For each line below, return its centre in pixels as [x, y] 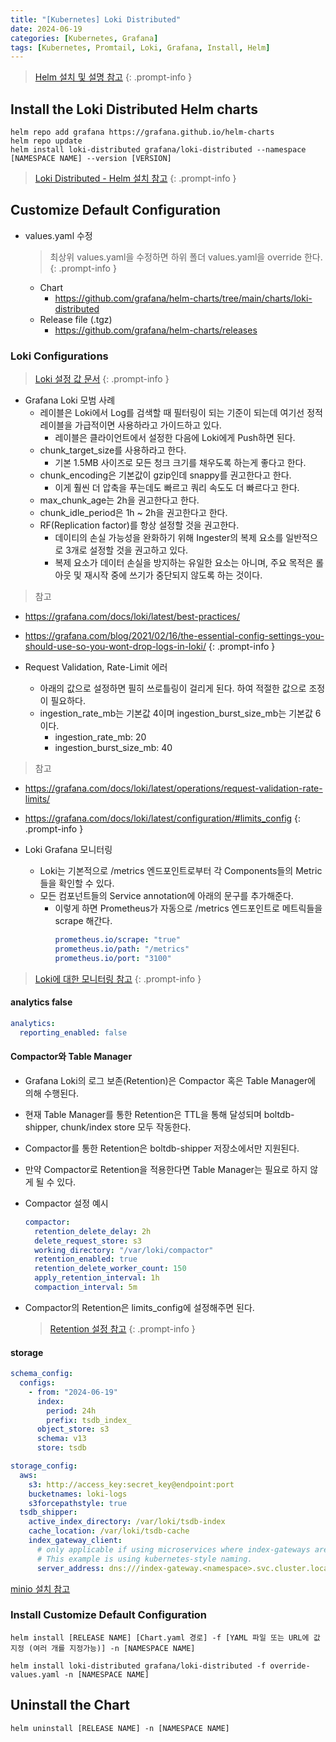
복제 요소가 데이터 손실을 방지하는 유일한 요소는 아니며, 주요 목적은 [184, 563]
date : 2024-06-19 [46, 29]
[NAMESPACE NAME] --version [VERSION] [91, 159]
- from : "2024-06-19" [73, 1392]
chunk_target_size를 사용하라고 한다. [113, 450]
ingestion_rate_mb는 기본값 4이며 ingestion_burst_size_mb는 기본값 [176, 713]
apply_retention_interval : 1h [97, 1278]
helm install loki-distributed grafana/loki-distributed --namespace [158, 150]
